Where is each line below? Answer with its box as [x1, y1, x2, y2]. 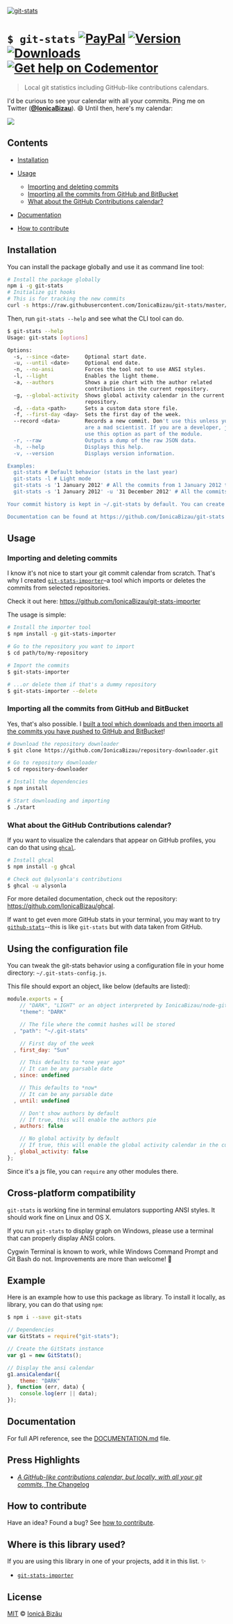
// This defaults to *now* [19, 1084, 98, 1092]
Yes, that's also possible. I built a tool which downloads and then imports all [7, 719, 223, 728]
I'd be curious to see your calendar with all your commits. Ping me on [7, 96, 205, 105]
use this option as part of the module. [84, 431, 203, 438]
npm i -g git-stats [7, 282, 64, 289]
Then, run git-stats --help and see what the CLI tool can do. [7, 314, 184, 323]
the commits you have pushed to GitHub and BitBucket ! [7, 727, 165, 735]
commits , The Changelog [17, 1480, 90, 1488]
